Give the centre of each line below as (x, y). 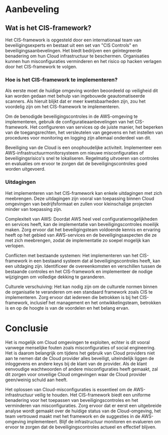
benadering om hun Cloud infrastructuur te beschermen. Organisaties (77, 56)
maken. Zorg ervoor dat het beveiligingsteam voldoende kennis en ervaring (83, 230)
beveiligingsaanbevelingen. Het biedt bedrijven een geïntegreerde (73, 51)
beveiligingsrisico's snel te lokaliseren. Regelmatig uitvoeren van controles (82, 158)
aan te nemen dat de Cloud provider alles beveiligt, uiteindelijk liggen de (80, 358)
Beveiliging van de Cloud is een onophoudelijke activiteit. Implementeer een (83, 148)
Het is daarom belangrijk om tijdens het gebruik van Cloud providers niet (80, 353)
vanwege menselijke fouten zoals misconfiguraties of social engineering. (80, 347)
